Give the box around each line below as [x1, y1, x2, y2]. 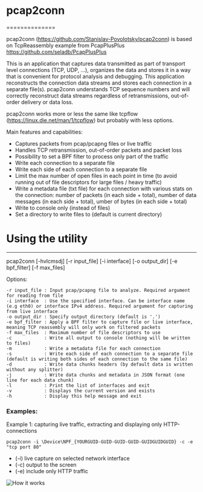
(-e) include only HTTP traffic [14, 468, 89, 475]
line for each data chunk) [6, 377, 74, 383]
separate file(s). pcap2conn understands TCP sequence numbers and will [6, 85, 190, 92]
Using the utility [6, 232, 88, 245]
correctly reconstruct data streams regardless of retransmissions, [6, 92, 170, 99]
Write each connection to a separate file [14, 159, 115, 166]
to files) [6, 340, 31, 346]
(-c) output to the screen [14, 461, 77, 468]
